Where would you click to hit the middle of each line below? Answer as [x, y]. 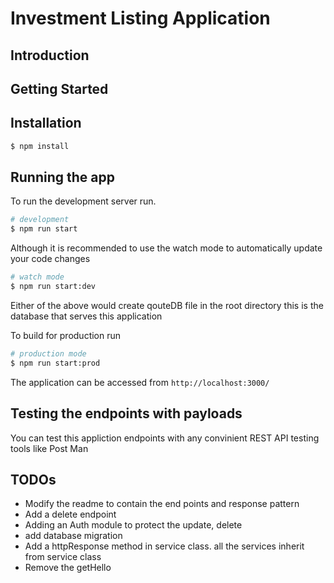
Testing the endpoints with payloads [126, 413]
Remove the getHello [68, 568]
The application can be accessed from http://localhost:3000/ [140, 382]
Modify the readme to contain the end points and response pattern [162, 504]
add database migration [73, 536]
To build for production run [66, 335]
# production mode [48, 353]
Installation [46, 123]
